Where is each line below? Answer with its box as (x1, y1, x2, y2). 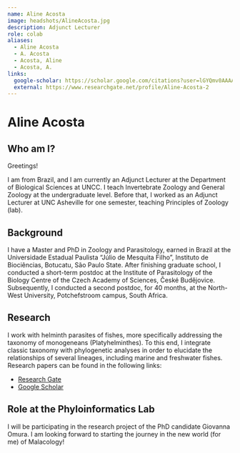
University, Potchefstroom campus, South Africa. (24, 291, 168, 300)
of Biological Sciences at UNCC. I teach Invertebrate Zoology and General (7, 183, 225, 191)
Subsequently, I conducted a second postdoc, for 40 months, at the (7, 284, 207, 292)
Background (7, 226, 63, 239)
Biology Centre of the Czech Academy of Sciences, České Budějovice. (7, 276, 216, 284)
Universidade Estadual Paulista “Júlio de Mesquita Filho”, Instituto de (7, 253, 209, 262)
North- (208, 284, 228, 292)
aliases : (7, 37, 34, 44)
